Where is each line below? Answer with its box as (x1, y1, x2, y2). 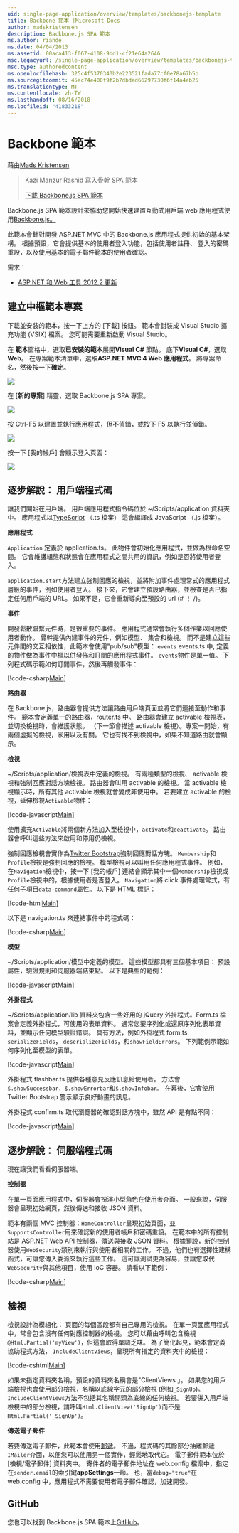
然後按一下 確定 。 (19, 363, 70, 371)
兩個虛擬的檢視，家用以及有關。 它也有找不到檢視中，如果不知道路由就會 (7, 730, 221, 739)
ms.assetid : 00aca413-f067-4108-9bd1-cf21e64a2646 (7, 50, 161, 58)
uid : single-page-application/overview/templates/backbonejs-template (7, 10, 221, 18)
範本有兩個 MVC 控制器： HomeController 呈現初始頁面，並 (7, 1219, 176, 1227)
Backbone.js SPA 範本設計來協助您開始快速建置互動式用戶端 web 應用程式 (7, 205, 225, 214)
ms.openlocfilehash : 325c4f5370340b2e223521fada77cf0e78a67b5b (7, 70, 199, 77)
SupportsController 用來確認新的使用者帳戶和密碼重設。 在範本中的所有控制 (7, 1228, 229, 1236)
